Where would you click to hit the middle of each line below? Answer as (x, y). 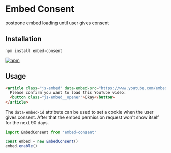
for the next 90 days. (27, 123)
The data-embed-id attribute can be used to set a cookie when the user (79, 112)
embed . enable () (21, 146)
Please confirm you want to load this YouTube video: (68, 93)
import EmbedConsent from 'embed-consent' (51, 132)
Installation (23, 39)
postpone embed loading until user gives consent (57, 23)
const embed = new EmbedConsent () (42, 141)
